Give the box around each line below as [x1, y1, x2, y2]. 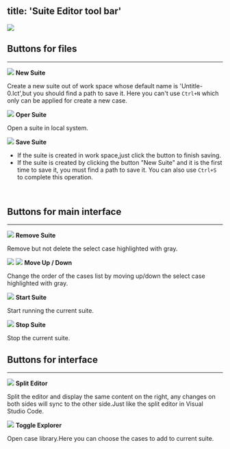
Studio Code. [7, 407, 44, 415]
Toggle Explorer [15, 421, 62, 430]
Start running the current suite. [7, 307, 94, 315]
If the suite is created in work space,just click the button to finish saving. [16, 151, 221, 159]
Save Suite [15, 138, 47, 146]
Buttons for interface [7, 354, 98, 365]
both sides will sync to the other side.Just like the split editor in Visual [7, 400, 203, 408]
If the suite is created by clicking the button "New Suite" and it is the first [16, 158, 222, 166]
